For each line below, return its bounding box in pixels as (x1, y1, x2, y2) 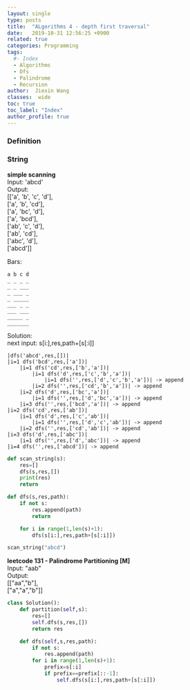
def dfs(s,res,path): (7, 493, 70, 501)
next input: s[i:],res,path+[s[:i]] (7, 339, 95, 347)
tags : (7, 49, 23, 56)
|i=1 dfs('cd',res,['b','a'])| (19, 364, 110, 371)
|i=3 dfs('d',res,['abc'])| (7, 431, 88, 438)
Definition (7, 136, 41, 145)
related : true (7, 36, 48, 43)
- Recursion (13, 81, 48, 88)
